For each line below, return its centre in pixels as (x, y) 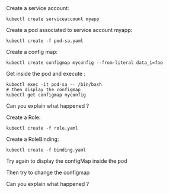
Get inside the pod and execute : (46, 74)
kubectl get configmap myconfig (46, 95)
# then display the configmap (44, 90)
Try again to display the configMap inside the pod (67, 161)
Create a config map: (32, 52)
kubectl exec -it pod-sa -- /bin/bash (54, 85)
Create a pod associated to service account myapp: (69, 30)
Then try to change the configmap (48, 173)
